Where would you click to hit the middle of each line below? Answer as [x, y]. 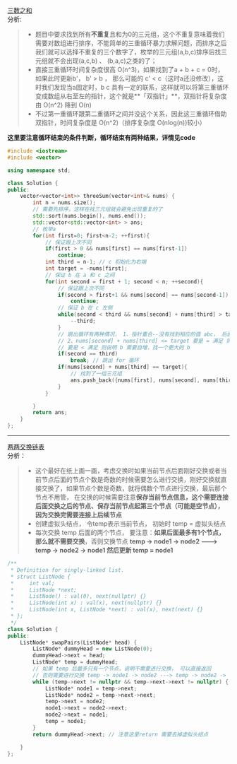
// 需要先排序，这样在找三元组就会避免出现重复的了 [98, 210]
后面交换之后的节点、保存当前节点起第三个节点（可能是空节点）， [129, 506]
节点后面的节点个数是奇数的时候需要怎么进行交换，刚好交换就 [131, 480]
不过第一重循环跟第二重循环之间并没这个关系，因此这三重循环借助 [131, 114]
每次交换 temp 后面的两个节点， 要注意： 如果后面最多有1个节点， [130, 533]
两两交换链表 [26, 447]
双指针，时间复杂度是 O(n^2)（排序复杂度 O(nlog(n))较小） [120, 123]
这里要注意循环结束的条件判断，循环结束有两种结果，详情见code [101, 137]
